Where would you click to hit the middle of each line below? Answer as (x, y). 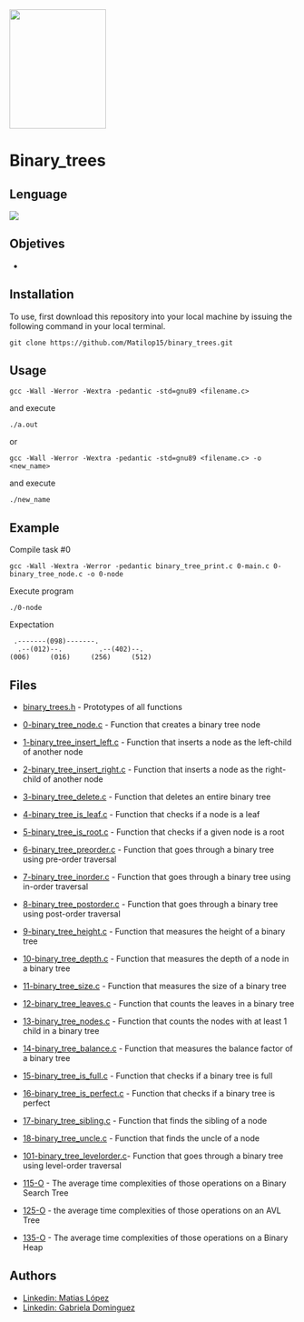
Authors (33, 1276)
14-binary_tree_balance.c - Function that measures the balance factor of (157, 1048)
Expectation (32, 625)
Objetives (37, 244)
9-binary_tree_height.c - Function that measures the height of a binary (154, 932)
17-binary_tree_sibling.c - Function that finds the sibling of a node (145, 1121)
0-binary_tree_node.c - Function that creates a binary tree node (142, 725)
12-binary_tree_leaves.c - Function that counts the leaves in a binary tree (158, 1004)
